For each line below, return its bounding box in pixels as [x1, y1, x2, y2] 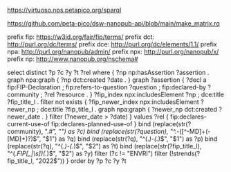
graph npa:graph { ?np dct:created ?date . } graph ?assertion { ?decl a [7, 76, 207, 84]
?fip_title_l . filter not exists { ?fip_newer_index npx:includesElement [7, 98, 199, 106]
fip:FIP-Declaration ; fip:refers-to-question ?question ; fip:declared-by [7, 83, 206, 91]
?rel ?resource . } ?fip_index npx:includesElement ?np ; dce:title [44, 90, 225, 98]
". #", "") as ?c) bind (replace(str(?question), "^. [44, 128, 177, 135]
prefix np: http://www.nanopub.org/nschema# [7, 55, 138, 63]
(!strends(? [169, 149, 201, 157]
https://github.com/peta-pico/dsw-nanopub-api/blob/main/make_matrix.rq [7, 19, 220, 27]
